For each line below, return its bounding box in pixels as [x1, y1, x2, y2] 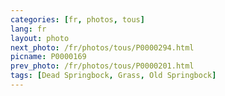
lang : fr [10, 24, 47, 34]
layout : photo [10, 33, 70, 43]
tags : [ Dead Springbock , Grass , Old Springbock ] [10, 71, 217, 81]
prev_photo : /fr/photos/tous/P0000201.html [10, 61, 195, 71]
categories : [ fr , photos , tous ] [10, 14, 145, 25]
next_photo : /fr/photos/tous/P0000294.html [10, 42, 195, 53]
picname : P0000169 [10, 52, 87, 62]
